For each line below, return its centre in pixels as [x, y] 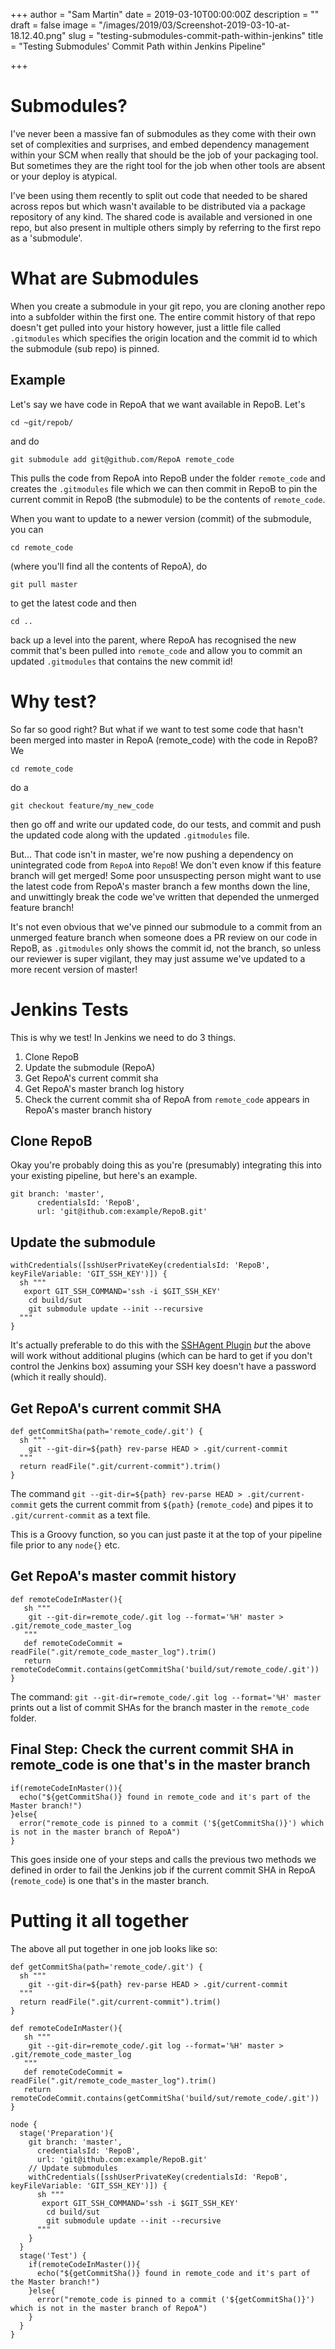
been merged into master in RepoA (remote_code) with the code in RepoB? [164, 740]
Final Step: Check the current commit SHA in [152, 1749]
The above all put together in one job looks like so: [114, 1948]
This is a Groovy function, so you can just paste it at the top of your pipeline [166, 1534]
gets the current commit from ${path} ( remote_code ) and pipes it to [176, 1504]
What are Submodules [105, 278]
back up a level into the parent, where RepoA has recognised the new [153, 640]
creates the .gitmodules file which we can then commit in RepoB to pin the [164, 488]
